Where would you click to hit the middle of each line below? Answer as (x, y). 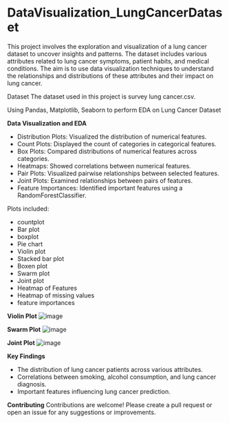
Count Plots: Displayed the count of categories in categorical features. (117, 144)
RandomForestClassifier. (52, 195)
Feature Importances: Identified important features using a (100, 188)
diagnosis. (32, 384)
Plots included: (28, 208)
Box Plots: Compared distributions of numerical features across (107, 151)
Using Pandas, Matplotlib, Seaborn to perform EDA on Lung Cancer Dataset (114, 110)
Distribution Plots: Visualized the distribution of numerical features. (112, 137)
